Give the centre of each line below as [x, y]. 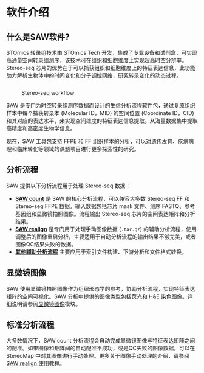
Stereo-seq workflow [48, 93]
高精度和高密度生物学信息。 [41, 128]
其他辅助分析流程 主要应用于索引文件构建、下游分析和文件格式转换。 [101, 252]
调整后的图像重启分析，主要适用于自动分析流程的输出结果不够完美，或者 [105, 236]
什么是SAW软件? [38, 37]
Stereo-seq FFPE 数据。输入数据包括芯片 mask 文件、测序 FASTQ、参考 [105, 206]
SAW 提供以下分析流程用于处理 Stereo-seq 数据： [69, 186]
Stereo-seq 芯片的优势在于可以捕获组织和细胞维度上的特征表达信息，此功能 [101, 68]
